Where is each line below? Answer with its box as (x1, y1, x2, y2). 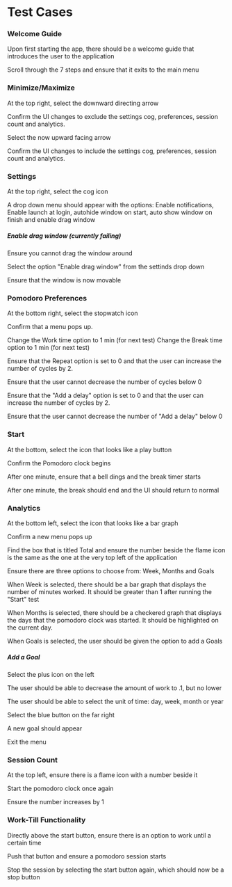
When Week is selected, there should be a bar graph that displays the (7, 580, 207, 589)
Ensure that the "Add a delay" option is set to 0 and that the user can (7, 391, 204, 400)
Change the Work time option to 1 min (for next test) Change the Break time (7, 336, 223, 344)
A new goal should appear (7, 724, 83, 733)
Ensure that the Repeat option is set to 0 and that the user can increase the (7, 357, 222, 365)
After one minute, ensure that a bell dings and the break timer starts (7, 472, 201, 481)
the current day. (7, 623, 53, 632)
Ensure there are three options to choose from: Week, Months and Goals (7, 566, 215, 575)
